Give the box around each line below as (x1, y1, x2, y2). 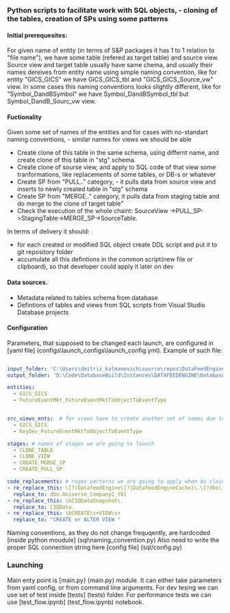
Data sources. (7, 278, 48, 286)
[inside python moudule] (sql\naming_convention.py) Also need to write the (7, 536, 220, 545)
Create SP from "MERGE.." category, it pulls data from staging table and (16, 192, 220, 201)
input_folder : (7, 365, 48, 372)
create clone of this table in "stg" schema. (16, 156, 136, 164)
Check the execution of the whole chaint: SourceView (16, 207, 169, 215)
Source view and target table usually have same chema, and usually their (7, 61, 214, 69)
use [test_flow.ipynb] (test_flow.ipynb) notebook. (7, 598, 144, 606)
